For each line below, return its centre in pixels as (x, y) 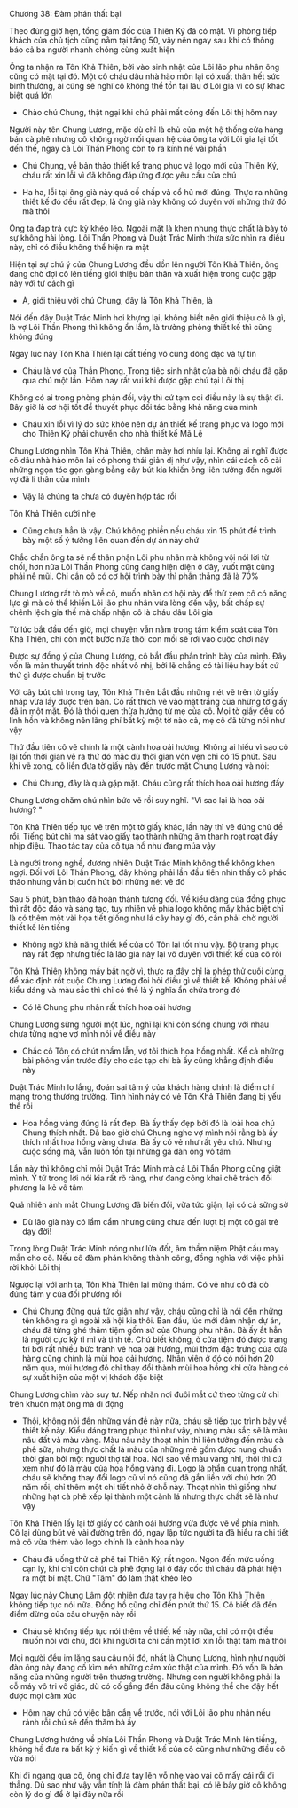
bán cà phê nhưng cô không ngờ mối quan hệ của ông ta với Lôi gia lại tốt (143, 139)
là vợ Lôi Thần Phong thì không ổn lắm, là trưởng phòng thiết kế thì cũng (141, 327)
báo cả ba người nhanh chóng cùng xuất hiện (92, 50)
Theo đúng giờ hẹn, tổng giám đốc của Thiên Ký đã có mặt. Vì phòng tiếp (143, 31)
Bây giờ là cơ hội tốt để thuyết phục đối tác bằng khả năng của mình (133, 407)
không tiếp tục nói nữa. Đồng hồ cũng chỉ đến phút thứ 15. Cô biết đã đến (143, 1605)
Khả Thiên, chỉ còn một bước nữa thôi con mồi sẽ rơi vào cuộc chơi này (139, 639)
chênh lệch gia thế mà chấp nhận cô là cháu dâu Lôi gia (111, 612)
